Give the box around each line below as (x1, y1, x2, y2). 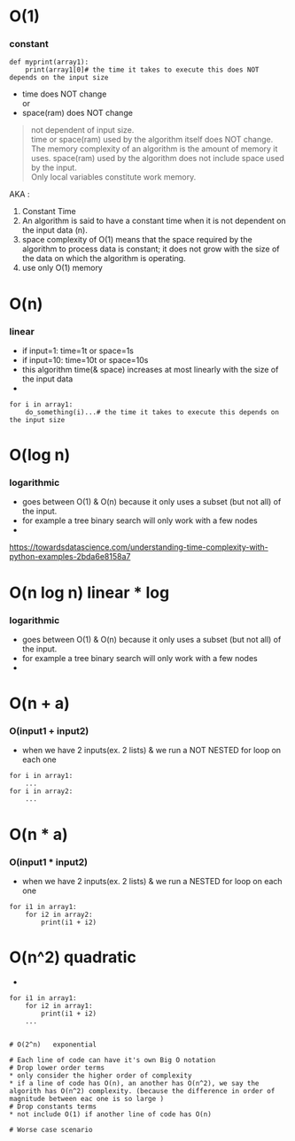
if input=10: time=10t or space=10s (21, 354, 149, 365)
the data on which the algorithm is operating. (21, 253, 186, 264)
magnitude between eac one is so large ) (9, 1094, 165, 1103)
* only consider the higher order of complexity (9, 1071, 192, 1080)
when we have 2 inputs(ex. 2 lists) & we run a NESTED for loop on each (21, 875, 283, 886)
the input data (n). (21, 225, 89, 235)
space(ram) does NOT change (21, 108, 133, 119)
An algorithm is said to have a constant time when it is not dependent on (21, 215, 286, 227)
